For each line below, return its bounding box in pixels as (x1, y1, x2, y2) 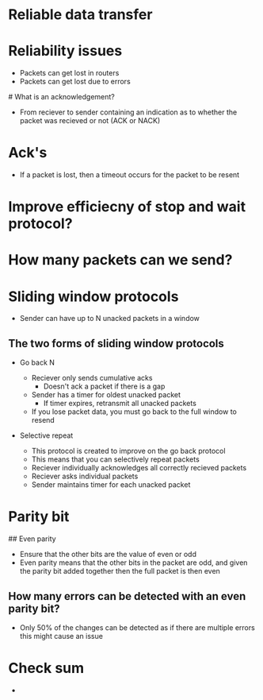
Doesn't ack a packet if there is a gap (43, 381, 166, 391)
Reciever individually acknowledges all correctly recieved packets (31, 463, 247, 473)
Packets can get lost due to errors (19, 77, 131, 87)
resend (31, 416, 55, 425)
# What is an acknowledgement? (8, 92, 115, 102)
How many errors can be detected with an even (8, 590, 246, 603)
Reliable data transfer (8, 6, 153, 24)
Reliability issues (8, 42, 123, 60)
